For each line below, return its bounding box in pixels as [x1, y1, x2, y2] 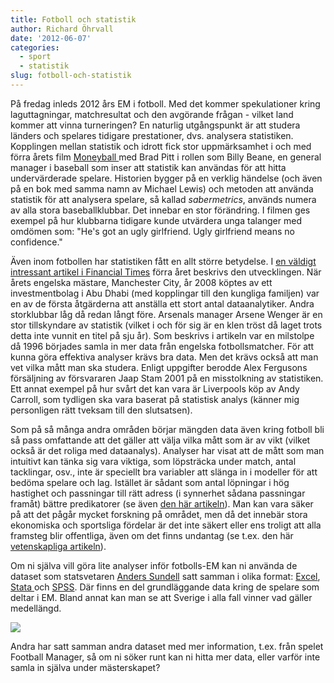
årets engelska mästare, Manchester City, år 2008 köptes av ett [10, 276, 273, 288]
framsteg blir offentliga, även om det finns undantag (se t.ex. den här [10, 529, 294, 541]
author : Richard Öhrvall [10, 24, 114, 34]
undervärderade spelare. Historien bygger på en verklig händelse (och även [10, 172, 323, 184]
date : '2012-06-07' [10, 33, 92, 43]
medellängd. [10, 602, 62, 614]
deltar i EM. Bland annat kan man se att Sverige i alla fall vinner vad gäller [10, 591, 313, 603]
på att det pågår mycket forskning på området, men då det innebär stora [10, 508, 308, 520]
